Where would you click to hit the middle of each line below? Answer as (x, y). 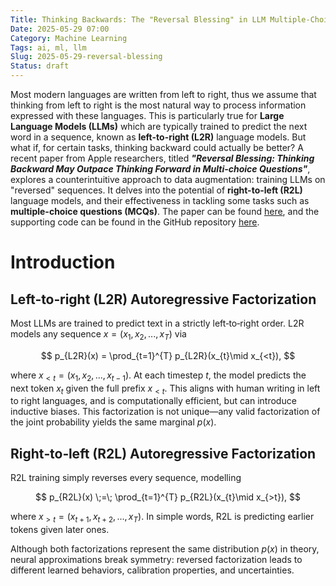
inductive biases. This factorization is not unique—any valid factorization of (165, 412)
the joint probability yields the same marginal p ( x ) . (113, 422)
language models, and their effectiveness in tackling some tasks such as (160, 200)
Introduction (63, 262)
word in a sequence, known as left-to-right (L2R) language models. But (158, 137)
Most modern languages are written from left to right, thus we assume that (163, 94)
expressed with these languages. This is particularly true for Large (147, 115)
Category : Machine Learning (69, 38)
